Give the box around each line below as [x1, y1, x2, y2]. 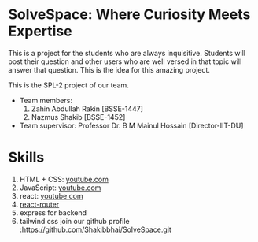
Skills [8, 148, 45, 166]
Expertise [8, 22, 72, 40]
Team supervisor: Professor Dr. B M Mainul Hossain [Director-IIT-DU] [19, 121, 244, 130]
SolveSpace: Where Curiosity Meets [8, 6, 251, 24]
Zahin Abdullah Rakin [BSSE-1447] [31, 104, 144, 114]
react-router [19, 199, 60, 209]
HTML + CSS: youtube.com [19, 174, 109, 184]
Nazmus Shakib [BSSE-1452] [31, 112, 126, 121]
